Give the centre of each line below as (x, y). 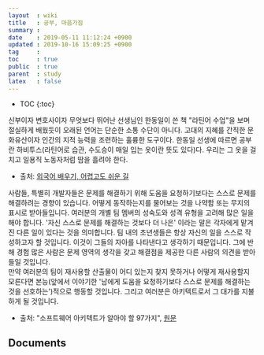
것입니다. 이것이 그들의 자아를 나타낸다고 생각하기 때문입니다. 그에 (145, 242)
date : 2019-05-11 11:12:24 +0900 (70, 37)
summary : (24, 30)
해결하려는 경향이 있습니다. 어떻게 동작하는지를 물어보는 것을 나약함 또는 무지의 (129, 202)
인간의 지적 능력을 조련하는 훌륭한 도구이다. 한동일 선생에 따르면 (140, 139)
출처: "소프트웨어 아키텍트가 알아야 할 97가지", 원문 (98, 318)
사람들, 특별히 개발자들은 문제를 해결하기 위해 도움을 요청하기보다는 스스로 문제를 (132, 193)
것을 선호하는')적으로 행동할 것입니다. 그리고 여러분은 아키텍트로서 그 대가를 (124, 291)
